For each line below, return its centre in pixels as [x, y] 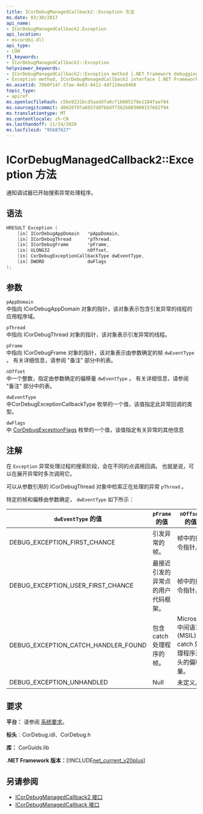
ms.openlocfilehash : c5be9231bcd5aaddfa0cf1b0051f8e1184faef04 [88, 102]
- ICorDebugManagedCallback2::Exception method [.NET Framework [89, 74]
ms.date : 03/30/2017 [32, 18]
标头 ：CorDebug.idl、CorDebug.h [49, 735]
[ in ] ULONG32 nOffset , [63, 251]
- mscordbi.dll [25, 40]
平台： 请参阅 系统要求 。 [37, 722]
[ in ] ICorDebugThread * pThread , [65, 239]
